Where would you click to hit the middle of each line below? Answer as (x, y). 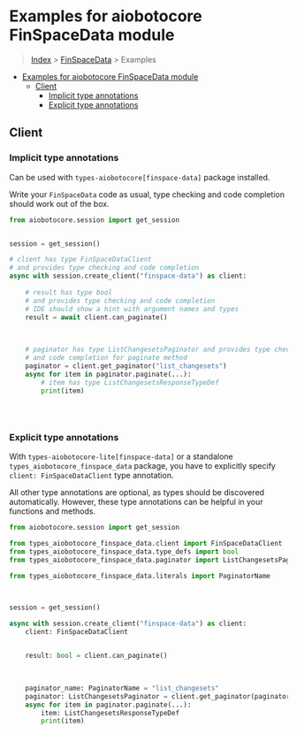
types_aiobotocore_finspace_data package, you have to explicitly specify (142, 466)
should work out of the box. (59, 203)
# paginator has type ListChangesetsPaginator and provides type (148, 350)
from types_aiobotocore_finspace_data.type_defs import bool (124, 552)
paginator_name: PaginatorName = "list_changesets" (122, 688)
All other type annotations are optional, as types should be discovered (137, 493)
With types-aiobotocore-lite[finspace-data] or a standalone (122, 456)
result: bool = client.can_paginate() (96, 656)
